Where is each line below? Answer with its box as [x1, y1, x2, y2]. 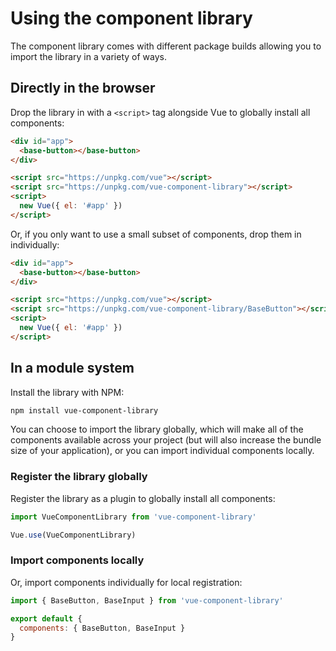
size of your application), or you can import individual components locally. [10, 445, 315, 457]
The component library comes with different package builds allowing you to [10, 40, 322, 52]
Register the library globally [10, 470, 148, 484]
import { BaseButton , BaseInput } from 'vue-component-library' [10, 595, 284, 606]
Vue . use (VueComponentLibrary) [10, 530, 137, 540]
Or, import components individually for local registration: [10, 576, 243, 588]
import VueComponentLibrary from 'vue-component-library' [10, 512, 257, 522]
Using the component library [10, 7, 253, 30]
